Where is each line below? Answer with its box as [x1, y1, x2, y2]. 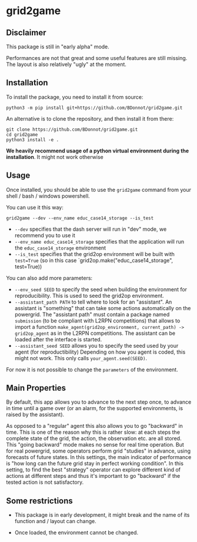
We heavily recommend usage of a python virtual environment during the [6, 147, 189, 154]
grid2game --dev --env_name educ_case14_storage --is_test [6, 215, 154, 221]
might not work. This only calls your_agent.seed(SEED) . [14, 354, 148, 361]
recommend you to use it [14, 231, 75, 239]
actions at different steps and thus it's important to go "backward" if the [6, 473, 181, 480]
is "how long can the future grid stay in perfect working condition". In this [6, 460, 184, 467]
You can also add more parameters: [6, 274, 93, 281]
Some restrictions [6, 496, 74, 506]
